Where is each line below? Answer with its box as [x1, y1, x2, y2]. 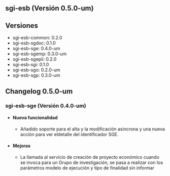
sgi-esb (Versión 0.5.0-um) [5, 4, 94, 13]
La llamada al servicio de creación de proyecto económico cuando [20, 154, 160, 160]
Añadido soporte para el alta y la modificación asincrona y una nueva [20, 126, 165, 132]
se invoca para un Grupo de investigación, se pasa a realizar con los [20, 159, 163, 165]
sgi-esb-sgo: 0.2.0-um [12, 67, 61, 73]
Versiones [5, 21, 39, 30]
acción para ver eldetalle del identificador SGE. [20, 131, 119, 137]
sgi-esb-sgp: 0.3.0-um [12, 72, 60, 78]
